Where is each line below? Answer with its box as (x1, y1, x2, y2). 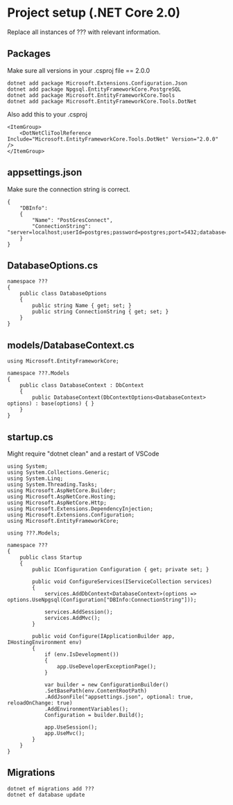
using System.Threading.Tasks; (7, 481, 98, 488)
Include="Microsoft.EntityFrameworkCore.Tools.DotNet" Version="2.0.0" (7, 135, 218, 143)
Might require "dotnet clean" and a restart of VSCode (7, 449, 159, 458)
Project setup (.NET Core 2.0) (7, 5, 181, 21)
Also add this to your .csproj (7, 110, 88, 119)
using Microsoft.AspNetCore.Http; (7, 499, 107, 506)
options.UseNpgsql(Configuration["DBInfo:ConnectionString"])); (7, 596, 197, 603)
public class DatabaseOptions (19, 290, 107, 297)
